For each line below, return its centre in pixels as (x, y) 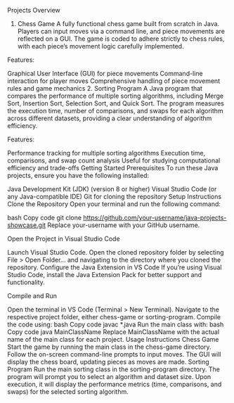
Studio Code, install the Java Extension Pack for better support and (105, 275)
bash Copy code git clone (45, 218)
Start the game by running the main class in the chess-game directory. (110, 347)
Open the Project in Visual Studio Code (64, 239)
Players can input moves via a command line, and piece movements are (121, 31)
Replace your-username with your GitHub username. (124, 225)
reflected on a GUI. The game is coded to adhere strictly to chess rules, (121, 39)
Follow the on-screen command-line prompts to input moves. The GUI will (114, 354)
